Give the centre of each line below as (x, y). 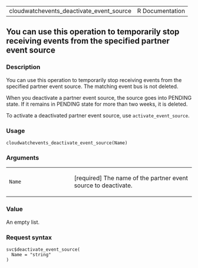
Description (23, 67)
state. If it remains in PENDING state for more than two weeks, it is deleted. (97, 104)
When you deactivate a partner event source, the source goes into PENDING (99, 97)
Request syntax (29, 237)
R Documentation (161, 11)
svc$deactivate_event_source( (43, 249)
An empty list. (23, 222)
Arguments (23, 158)
